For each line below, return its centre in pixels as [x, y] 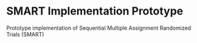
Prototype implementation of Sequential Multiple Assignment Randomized [99, 28]
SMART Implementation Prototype [95, 11]
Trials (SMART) [25, 34]
